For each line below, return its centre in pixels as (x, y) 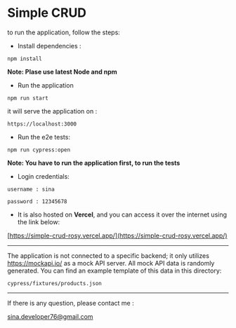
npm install (25, 59)
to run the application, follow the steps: (64, 32)
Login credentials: (44, 176)
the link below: (39, 221)
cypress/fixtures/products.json (54, 283)
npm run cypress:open (39, 150)
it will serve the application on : (52, 111)
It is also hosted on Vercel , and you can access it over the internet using (122, 214)
